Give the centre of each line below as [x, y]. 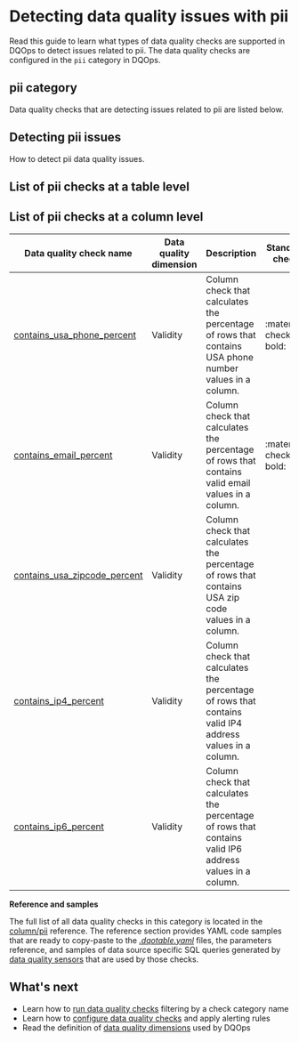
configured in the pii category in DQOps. [85, 60]
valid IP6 [224, 849]
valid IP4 [224, 723]
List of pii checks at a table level [99, 186]
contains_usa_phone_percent [75, 335]
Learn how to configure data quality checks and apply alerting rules [146, 1018]
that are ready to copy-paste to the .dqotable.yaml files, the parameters [141, 940]
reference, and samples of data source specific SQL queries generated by [145, 949]
